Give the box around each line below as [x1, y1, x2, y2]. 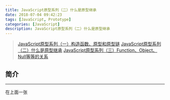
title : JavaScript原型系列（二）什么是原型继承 [5, 7, 97, 13]
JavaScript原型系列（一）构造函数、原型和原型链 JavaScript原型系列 [17, 41, 161, 47]
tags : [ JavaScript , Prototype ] [5, 17, 71, 22]
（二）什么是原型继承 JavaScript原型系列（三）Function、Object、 [17, 47, 158, 53]
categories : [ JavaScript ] [5, 21, 60, 27]
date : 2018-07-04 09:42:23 [5, 12, 62, 17]
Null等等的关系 [17, 54, 49, 60]
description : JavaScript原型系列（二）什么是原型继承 [5, 26, 110, 31]
